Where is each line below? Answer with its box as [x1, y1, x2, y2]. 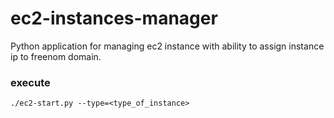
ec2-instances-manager [10, 7, 218, 30]
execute [10, 75, 51, 89]
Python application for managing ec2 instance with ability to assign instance [10, 40, 325, 52]
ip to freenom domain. [10, 50, 102, 62]
